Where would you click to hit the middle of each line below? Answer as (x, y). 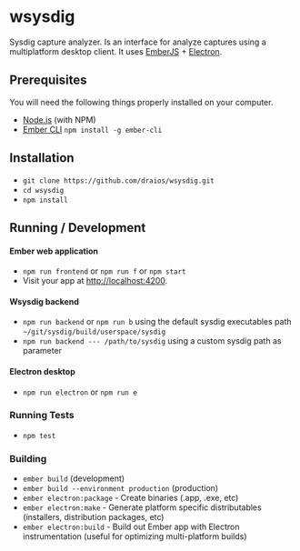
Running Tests (42, 416)
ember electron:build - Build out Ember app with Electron (131, 527)
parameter (42, 351)
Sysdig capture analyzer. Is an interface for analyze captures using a (138, 42)
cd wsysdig (43, 190)
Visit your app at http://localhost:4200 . (95, 281)
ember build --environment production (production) (120, 488)
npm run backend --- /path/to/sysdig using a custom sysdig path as (152, 341)
